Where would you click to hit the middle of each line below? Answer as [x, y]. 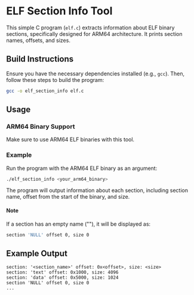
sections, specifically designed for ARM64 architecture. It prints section [94, 34]
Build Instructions [40, 59]
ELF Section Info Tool [59, 11]
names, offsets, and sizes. [38, 40]
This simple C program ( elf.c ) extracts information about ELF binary [90, 28]
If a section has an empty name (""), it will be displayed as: [78, 224]
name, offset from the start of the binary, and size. [68, 197]
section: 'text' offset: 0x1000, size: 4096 [62, 273]
